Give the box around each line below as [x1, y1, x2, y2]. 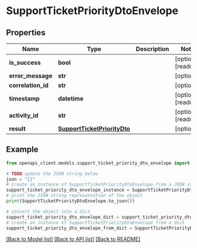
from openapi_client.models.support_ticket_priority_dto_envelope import [6, 160, 191, 166]
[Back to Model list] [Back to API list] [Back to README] [6, 236, 141, 243]
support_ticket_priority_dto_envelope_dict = [6, 214, 119, 220]
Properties [6, 28, 46, 38]
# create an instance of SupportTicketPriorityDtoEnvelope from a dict [6, 219, 185, 226]
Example [6, 145, 39, 155]
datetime [57, 95, 84, 102]
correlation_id [9, 81, 49, 89]
